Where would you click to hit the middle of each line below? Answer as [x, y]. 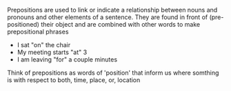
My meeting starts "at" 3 [52, 52]
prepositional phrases [38, 31]
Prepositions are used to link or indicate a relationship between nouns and [112, 10]
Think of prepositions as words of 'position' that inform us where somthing [113, 73]
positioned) [23, 24]
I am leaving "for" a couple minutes [67, 60]
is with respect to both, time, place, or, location [74, 80]
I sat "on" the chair [44, 45]
